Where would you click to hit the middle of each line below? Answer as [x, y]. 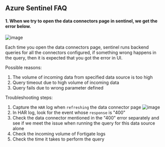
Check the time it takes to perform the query [58, 139]
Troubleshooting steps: [29, 97]
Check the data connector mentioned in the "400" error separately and [86, 117]
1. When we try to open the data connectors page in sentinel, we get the [81, 21]
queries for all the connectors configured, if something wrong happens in [81, 52]
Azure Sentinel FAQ [36, 8]
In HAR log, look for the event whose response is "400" [69, 112]
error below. [18, 26]
